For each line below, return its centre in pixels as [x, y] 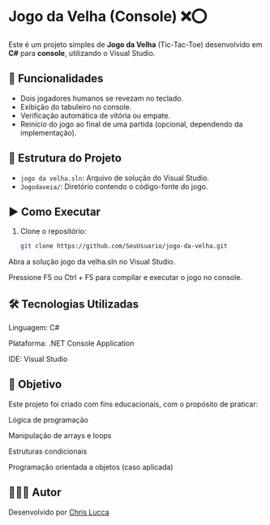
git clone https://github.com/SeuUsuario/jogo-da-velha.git [124, 246]
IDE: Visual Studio [38, 359]
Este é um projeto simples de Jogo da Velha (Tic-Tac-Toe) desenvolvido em [135, 44]
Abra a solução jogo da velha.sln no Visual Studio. [92, 262]
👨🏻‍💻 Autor [35, 493]
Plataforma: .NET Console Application [71, 343]
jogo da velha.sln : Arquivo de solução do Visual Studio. [114, 178]
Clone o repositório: [53, 231]
